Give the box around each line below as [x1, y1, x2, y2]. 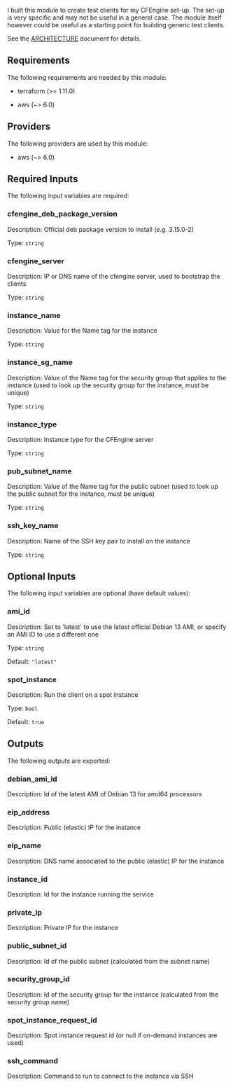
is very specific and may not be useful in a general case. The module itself [7, 13, 222, 22]
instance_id [7, 874, 48, 884]
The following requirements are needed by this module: [7, 73, 167, 81]
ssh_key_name [7, 521, 59, 531]
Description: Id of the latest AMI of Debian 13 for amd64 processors [7, 790, 202, 798]
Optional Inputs [7, 570, 76, 582]
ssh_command [7, 1056, 58, 1066]
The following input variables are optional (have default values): [7, 589, 191, 597]
